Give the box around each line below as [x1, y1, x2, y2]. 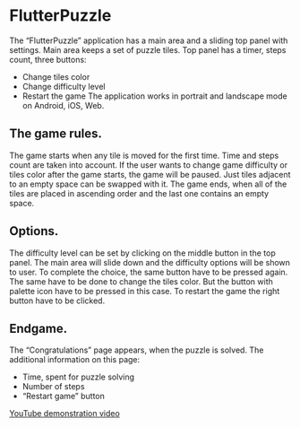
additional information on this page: [9, 354, 141, 365]
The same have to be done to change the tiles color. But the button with [9, 275, 273, 287]
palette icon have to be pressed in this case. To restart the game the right [9, 285, 280, 296]
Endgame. [9, 320, 68, 336]
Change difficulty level [21, 81, 106, 91]
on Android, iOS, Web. [21, 100, 105, 110]
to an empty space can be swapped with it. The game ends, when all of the [9, 179, 287, 189]
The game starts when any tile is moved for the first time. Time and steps [9, 150, 279, 161]
